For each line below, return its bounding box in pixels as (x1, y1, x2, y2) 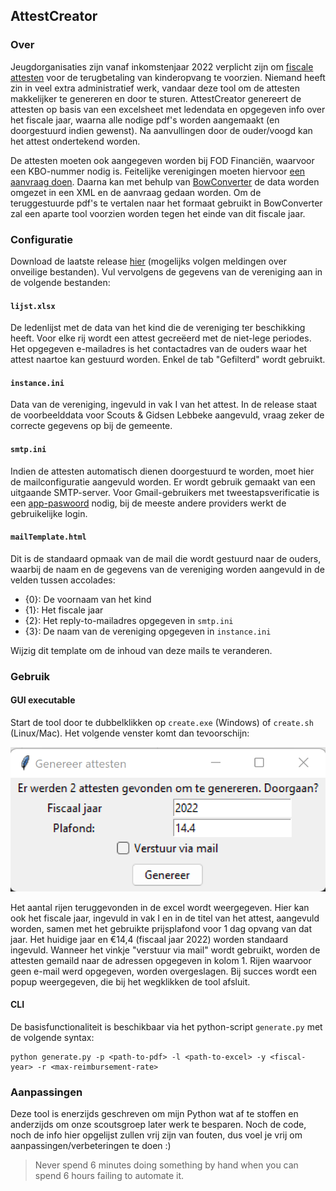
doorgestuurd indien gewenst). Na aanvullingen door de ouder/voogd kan (10, 124, 313, 136)
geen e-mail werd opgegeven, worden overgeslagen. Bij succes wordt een (10, 965, 318, 977)
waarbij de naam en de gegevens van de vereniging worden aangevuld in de (10, 563, 325, 575)
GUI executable (10, 694, 76, 706)
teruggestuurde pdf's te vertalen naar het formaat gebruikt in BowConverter (10, 197, 323, 209)
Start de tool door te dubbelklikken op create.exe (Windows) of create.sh (10, 716, 314, 728)
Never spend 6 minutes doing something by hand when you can (34, 1159, 299, 1171)
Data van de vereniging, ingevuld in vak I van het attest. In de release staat (10, 399, 318, 411)
